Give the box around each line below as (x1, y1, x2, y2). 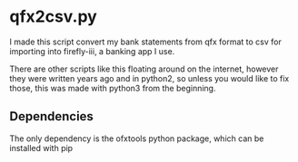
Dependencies (9, 109, 94, 124)
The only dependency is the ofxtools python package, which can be (9, 133, 264, 144)
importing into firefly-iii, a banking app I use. (9, 45, 175, 56)
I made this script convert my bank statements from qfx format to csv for (9, 36, 282, 47)
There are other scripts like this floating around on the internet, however (9, 63, 279, 74)
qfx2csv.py (9, 6, 97, 27)
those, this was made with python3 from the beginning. (9, 82, 216, 93)
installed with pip (9, 142, 74, 153)
